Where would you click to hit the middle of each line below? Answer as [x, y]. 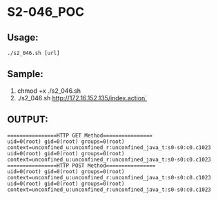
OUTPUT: [28, 120]
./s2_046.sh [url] [33, 53]
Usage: [23, 37]
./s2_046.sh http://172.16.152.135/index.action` [82, 98]
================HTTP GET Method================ [80, 135]
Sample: [25, 74]
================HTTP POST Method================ [81, 166]
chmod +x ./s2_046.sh [49, 91]
